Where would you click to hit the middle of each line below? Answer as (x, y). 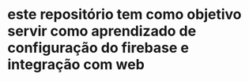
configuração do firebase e (98, 48)
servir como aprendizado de (102, 31)
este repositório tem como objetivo (124, 15)
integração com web (76, 65)
